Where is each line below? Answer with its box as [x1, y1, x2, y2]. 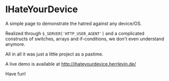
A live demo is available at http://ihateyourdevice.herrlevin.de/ [5, 61, 136, 67]
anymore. [5, 41, 26, 47]
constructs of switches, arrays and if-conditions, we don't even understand [5, 36, 164, 42]
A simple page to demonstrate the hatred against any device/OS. [5, 20, 142, 26]
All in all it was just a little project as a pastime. [5, 51, 103, 57]
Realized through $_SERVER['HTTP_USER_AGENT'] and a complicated [5, 30, 145, 36]
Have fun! [5, 70, 26, 77]
